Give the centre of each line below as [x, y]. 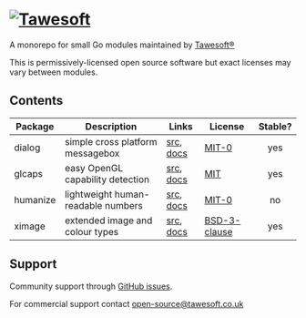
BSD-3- [223, 221]
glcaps [29, 173]
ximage [30, 226]
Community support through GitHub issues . [91, 286]
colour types [92, 231]
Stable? [275, 126]
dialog [27, 148]
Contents [36, 101]
